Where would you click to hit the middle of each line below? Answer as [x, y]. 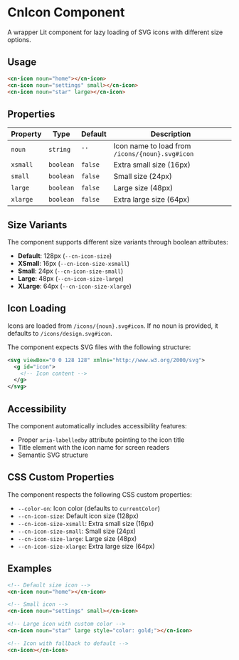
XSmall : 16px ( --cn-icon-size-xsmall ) [74, 263]
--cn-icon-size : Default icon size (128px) [78, 516]
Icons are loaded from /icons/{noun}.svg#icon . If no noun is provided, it [113, 326]
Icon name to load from [152, 146]
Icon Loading [37, 308]
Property [26, 134]
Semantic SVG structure [53, 455]
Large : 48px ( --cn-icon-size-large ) [71, 278]
